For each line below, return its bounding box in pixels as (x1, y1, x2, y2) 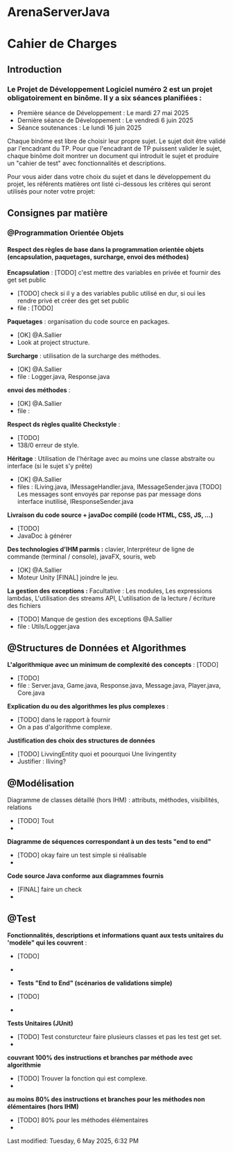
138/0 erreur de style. (17, 441, 80, 449)
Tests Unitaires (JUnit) (7, 1019, 74, 1028)
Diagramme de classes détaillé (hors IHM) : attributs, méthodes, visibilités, (7, 796, 220, 804)
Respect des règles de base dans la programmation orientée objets (7, 245, 205, 253)
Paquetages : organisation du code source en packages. (7, 317, 170, 325)
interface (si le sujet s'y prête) (7, 461, 93, 470)
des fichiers (7, 601, 42, 609)
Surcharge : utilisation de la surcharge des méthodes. (7, 351, 161, 359)
